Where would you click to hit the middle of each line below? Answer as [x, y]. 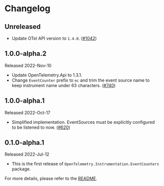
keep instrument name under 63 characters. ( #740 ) [64, 85]
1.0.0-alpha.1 [25, 101]
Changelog [27, 9]
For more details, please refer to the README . [51, 179]
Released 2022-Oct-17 [27, 113]
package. [21, 169]
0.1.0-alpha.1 [25, 143]
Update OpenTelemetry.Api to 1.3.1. [47, 75]
